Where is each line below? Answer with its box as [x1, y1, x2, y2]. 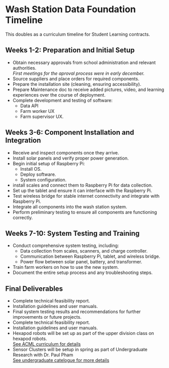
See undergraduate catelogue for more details [12, 357, 110, 363]
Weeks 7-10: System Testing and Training [5, 229, 140, 237]
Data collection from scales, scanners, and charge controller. [20, 248, 148, 254]
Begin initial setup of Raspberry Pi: [12, 160, 85, 166]
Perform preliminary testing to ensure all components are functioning [12, 209, 157, 215]
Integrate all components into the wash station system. [12, 203, 127, 209]
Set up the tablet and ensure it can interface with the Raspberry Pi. [12, 187, 152, 194]
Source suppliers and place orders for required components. [12, 75, 140, 82]
